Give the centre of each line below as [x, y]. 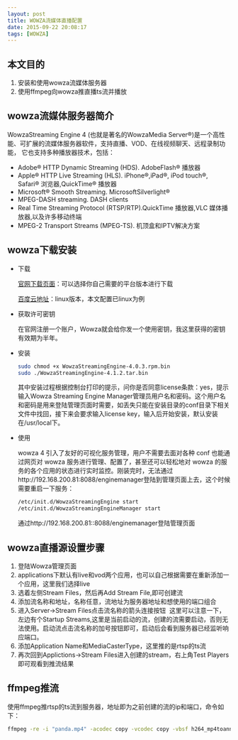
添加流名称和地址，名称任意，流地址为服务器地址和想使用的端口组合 [117, 602]
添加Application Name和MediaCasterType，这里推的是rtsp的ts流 [112, 646]
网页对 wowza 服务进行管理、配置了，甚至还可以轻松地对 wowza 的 [123, 462]
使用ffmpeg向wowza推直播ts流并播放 [72, 92]
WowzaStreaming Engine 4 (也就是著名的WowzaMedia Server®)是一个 [110, 134]
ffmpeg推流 [33, 689]
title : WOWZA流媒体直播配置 [45, 21]
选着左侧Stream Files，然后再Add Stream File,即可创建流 [100, 593]
